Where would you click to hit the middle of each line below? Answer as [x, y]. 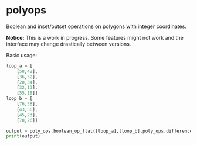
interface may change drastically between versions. [69, 44]
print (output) [23, 136]
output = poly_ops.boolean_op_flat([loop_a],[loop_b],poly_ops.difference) [101, 131]
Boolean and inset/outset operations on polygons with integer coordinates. [96, 26]
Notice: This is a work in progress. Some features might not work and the [95, 37]
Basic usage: [22, 55]
